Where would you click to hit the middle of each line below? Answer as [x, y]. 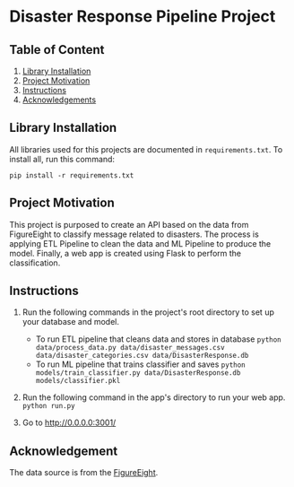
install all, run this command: [62, 159]
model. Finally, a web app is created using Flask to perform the [125, 253]
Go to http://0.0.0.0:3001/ [69, 422]
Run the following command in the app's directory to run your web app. [154, 397]
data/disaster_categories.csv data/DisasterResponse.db [142, 356]
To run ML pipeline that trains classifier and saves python [141, 364]
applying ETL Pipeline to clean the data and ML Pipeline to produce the [140, 243]
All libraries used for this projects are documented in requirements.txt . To [146, 149]
